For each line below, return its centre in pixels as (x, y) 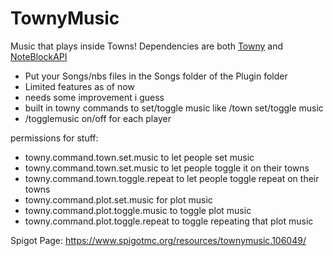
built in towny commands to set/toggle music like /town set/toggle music (174, 108)
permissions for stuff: (54, 138)
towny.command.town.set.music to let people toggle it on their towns (167, 168)
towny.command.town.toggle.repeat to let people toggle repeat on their (172, 178)
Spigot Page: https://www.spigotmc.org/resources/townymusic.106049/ (158, 240)
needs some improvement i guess (94, 97)
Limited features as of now (79, 86)
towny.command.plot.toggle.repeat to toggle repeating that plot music (169, 221)
